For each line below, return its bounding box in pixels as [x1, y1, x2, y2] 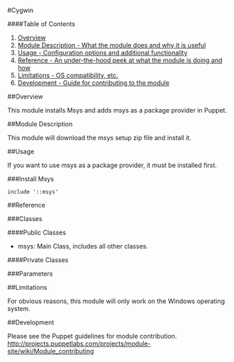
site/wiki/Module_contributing [7, 347, 94, 355]
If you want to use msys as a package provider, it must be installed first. [7, 161, 218, 169]
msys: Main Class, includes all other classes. [17, 242, 149, 250]
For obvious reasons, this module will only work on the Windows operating [7, 297, 225, 305]
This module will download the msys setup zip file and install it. [7, 134, 191, 142]
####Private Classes [7, 256, 69, 264]
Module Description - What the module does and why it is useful [17, 41, 206, 49]
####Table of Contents [7, 20, 76, 28]
